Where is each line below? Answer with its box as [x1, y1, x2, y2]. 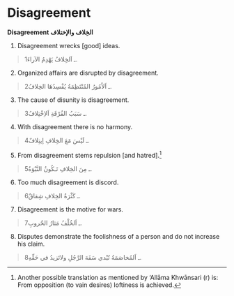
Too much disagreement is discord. [17, 178, 119, 186]
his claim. [17, 239, 45, 248]
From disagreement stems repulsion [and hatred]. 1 [17, 149, 162, 159]
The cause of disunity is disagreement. [17, 96, 130, 104]
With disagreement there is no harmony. [17, 122, 133, 131]
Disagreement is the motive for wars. [17, 205, 124, 214]
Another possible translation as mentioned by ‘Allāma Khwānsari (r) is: [17, 273, 219, 281]
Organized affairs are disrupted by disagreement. [17, 68, 159, 77]
